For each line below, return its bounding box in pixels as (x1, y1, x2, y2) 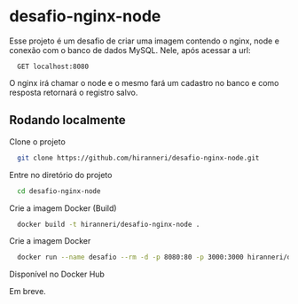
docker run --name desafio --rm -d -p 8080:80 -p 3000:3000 (17, 253, 244, 262)
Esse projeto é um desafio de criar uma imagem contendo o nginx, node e (9, 35, 279, 46)
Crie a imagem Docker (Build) (9, 202, 117, 214)
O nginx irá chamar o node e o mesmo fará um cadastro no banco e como (9, 77, 279, 88)
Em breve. (9, 286, 46, 297)
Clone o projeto (9, 136, 67, 147)
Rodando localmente (9, 113, 126, 128)
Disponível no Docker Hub (9, 269, 105, 280)
